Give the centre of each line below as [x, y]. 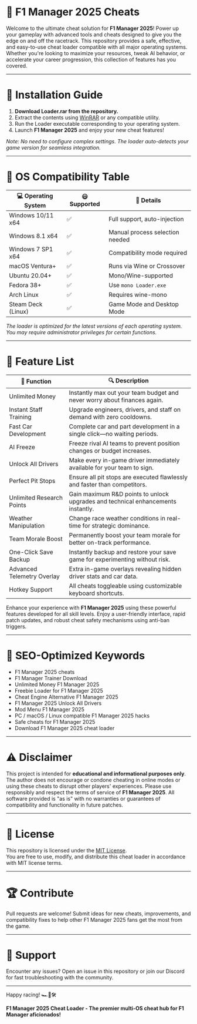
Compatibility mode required [148, 253]
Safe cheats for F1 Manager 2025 [55, 721]
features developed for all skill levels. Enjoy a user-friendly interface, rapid [96, 614]
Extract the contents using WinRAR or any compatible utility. [87, 117]
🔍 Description [128, 380]
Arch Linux [24, 294]
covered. [17, 66]
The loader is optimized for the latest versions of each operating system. [94, 326]
